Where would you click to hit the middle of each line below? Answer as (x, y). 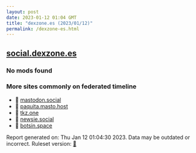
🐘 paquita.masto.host (41, 106)
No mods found (29, 70)
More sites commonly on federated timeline (71, 86)
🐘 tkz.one (27, 112)
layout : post (23, 12)
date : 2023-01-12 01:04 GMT (42, 18)
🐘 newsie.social (34, 119)
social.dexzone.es (42, 53)
